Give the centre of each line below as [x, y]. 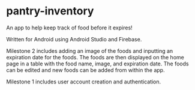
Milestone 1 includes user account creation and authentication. [84, 82]
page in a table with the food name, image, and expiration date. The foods [97, 64]
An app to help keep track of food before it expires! [70, 28]
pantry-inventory [50, 11]
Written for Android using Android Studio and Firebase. [74, 39]
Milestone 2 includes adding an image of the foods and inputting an [90, 51]
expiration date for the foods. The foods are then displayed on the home [95, 57]
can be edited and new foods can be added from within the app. [85, 70]
